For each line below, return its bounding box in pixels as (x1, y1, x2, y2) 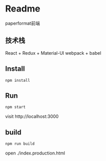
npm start (5, 105, 26, 110)
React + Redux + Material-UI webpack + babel (5, 50, 101, 56)
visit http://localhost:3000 (5, 113, 59, 119)
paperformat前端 (5, 20, 40, 26)
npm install (5, 78, 30, 83)
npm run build (5, 141, 35, 146)
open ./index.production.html (5, 150, 65, 156)
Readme (5, 3, 41, 15)
